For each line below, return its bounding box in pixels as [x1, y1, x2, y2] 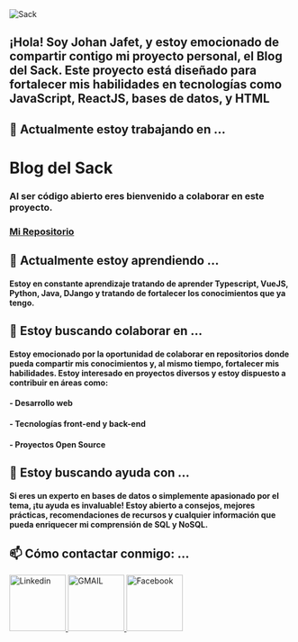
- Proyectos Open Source [9, 439, 106, 449]
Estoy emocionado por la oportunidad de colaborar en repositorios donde [9, 348, 290, 359]
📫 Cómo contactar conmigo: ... [9, 546, 190, 561]
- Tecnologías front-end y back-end [9, 418, 146, 429]
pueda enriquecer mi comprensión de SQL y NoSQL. [9, 519, 209, 529]
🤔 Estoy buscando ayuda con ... [9, 465, 191, 480]
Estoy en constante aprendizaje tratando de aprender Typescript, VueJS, [9, 278, 289, 289]
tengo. [9, 297, 35, 308]
